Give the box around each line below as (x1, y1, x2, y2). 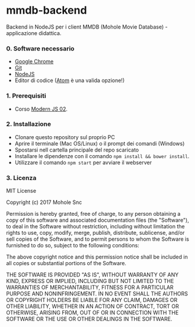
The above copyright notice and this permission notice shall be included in (6, 253, 188, 260)
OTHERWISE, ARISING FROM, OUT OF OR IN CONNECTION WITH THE (6, 309, 179, 316)
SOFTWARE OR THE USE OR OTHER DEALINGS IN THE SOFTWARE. (6, 316, 172, 323)
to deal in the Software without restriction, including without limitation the (6, 223, 185, 230)
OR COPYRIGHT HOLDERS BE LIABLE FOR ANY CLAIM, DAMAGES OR (6, 297, 178, 304)
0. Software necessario (6, 44, 75, 52)
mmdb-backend (6, 4, 87, 17)
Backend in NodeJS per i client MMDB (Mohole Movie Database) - (6, 23, 168, 30)
